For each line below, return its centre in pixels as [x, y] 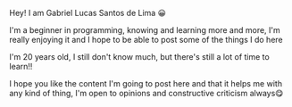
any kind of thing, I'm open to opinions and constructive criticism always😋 [146, 93]
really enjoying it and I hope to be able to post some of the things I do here [146, 40]
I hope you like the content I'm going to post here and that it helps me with [146, 83]
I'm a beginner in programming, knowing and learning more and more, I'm [145, 30]
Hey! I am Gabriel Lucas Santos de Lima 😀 [88, 13]
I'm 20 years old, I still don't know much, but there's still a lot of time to [139, 57]
